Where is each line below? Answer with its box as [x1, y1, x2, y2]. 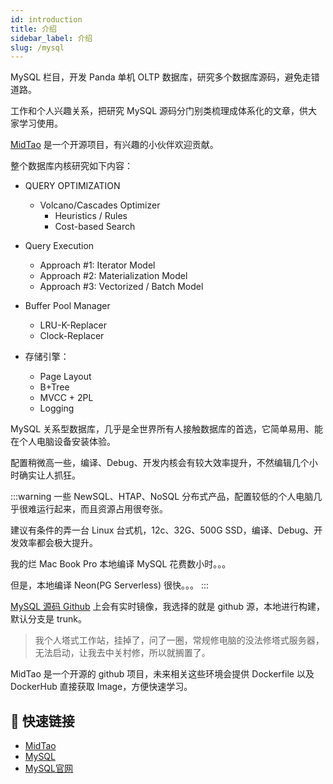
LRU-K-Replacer [39, 319, 107, 331]
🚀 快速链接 [10, 712, 75, 730]
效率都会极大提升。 [18, 537, 98, 549]
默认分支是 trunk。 [10, 613, 88, 625]
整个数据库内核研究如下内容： [10, 160, 133, 172]
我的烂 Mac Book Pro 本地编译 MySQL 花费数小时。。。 [10, 558, 232, 570]
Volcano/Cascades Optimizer [39, 199, 161, 211]
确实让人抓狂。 [18, 469, 81, 481]
